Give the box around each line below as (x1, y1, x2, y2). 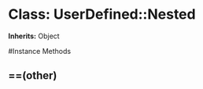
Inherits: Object (8, 31, 61, 41)
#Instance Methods (8, 46, 72, 55)
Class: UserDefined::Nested (8, 5, 196, 23)
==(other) (8, 69, 57, 83)
